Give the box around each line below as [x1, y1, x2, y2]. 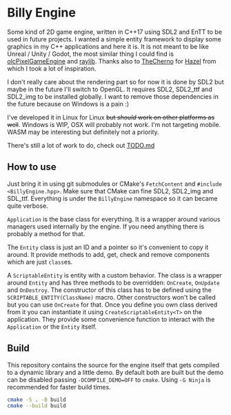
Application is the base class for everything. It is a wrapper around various [7, 215, 221, 223]
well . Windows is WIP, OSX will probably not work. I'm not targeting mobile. [7, 120, 221, 128]
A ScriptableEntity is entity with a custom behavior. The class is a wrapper [7, 271, 222, 279]
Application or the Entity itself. [7, 322, 97, 331]
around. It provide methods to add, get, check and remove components [7, 250, 210, 258]
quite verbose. [7, 202, 48, 210]
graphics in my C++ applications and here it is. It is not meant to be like [7, 42, 209, 50]
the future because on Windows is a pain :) [7, 99, 130, 108]
